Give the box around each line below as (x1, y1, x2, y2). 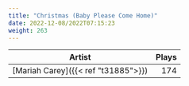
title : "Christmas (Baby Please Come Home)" (8, 11, 158, 20)
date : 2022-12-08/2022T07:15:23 (8, 19, 115, 27)
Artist (68, 52, 91, 63)
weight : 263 (8, 26, 48, 34)
